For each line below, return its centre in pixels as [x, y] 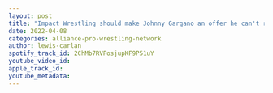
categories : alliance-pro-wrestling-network [85, 38]
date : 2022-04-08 [38, 31]
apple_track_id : [36, 69]
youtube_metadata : [39, 76]
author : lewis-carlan [45, 46]
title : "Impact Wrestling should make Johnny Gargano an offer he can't [134, 23]
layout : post [30, 16]
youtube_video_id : [39, 61]
